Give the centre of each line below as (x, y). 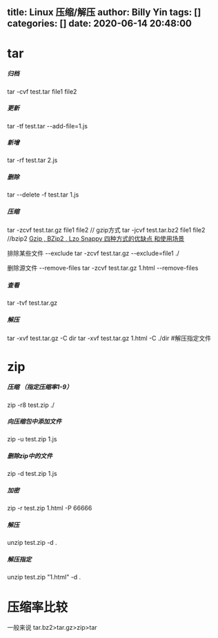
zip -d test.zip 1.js (32, 474)
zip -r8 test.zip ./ (31, 405)
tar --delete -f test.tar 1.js (43, 195)
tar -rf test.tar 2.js (32, 160)
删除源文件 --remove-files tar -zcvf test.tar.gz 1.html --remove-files (103, 268)
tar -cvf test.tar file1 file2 (42, 91)
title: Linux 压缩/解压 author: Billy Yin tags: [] (104, 12)
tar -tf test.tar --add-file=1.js (48, 126)
